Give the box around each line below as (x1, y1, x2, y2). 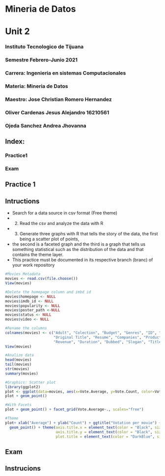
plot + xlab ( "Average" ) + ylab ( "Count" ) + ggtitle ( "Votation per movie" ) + (5, 420, 162, 425)
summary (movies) (5, 371, 38, 376)
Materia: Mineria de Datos (5, 83, 68, 90)
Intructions (5, 197, 40, 205)
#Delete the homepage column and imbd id (5, 289, 91, 295)
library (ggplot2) (5, 384, 41, 389)
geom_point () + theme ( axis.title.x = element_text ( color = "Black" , (9, 425, 153, 430)
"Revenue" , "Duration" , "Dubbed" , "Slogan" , (53, 339, 146, 344)
